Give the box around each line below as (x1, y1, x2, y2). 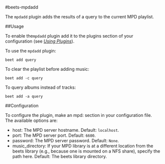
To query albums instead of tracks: (5, 84, 76, 90)
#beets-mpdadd (5, 4, 39, 10)
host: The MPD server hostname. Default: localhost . (12, 127, 120, 133)
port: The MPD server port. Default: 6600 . (12, 132, 96, 138)
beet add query (5, 57, 37, 62)
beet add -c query (5, 76, 43, 81)
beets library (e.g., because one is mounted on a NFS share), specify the (12, 148, 161, 154)
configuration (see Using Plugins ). (5, 38, 75, 44)
